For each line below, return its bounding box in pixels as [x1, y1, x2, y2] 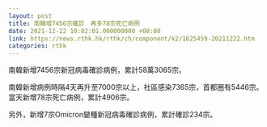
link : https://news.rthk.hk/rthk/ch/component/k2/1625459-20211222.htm [8, 34, 255, 43]
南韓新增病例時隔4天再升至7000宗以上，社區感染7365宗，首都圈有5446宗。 [8, 83, 264, 92]
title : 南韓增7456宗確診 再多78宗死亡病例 [8, 19, 140, 28]
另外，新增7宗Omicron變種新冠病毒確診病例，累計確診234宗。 [8, 110, 218, 120]
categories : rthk [8, 42, 67, 50]
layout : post [8, 11, 53, 20]
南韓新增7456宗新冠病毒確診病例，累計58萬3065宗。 [8, 66, 186, 75]
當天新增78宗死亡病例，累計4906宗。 [8, 92, 134, 102]
